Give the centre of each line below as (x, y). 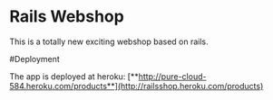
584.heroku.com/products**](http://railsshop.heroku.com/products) (136, 86)
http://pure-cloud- (172, 76)
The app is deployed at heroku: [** (74, 76)
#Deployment (35, 59)
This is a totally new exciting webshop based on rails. (109, 41)
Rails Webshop (67, 17)
